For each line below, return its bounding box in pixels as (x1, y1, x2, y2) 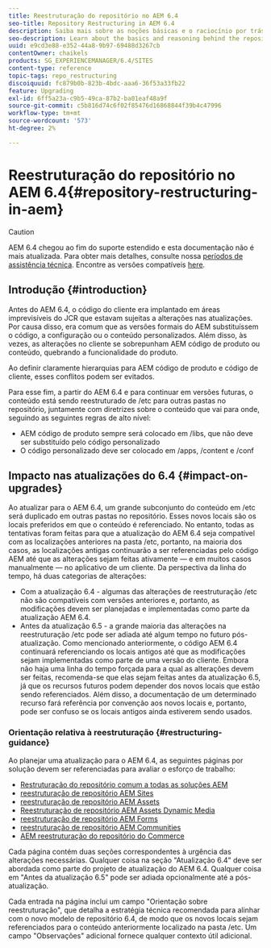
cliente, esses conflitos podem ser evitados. (8, 372, 155, 381)
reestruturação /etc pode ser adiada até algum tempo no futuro (19, 630, 231, 639)
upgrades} (8, 481, 63, 495)
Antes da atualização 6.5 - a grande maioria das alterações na (19, 622, 227, 631)
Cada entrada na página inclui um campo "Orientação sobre (8, 896, 208, 906)
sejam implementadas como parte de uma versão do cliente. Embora (19, 655, 249, 665)
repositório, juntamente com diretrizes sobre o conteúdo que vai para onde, (8, 404, 261, 414)
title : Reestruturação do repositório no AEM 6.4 (8, 11, 179, 20)
